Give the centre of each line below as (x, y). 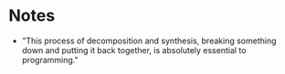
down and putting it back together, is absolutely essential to (134, 50)
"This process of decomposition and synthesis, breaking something (149, 41)
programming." (50, 60)
